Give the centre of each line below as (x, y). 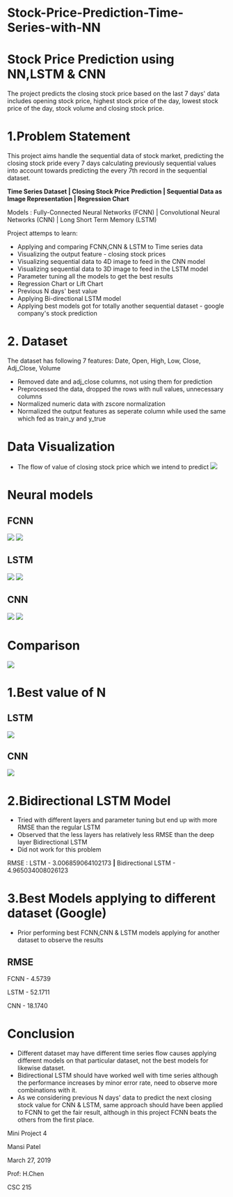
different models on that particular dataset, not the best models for (113, 1061)
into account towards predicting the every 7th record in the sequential (107, 171)
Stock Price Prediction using (91, 60)
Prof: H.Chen (26, 1173)
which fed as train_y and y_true (62, 418)
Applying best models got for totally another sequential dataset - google (121, 306)
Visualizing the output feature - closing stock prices (91, 254)
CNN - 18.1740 (28, 1006)
